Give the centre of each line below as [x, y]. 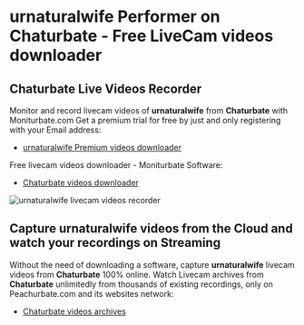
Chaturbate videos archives [74, 311]
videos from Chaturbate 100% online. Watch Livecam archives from [137, 274]
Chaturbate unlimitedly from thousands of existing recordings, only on [142, 284]
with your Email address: [55, 130]
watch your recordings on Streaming [115, 243]
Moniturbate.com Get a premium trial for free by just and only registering [145, 120]
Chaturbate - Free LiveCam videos [142, 36]
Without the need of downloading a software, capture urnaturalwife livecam [152, 264]
